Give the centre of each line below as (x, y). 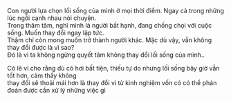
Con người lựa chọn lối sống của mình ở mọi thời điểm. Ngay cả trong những (116, 11)
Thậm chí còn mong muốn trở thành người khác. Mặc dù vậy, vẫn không (110, 40)
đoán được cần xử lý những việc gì (56, 90)
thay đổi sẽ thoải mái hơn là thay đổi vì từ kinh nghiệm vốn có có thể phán (112, 83)
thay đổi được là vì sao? (41, 47)
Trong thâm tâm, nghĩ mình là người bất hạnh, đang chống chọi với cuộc (110, 25)
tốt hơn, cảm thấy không (42, 75)
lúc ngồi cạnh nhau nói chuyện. (52, 18)
